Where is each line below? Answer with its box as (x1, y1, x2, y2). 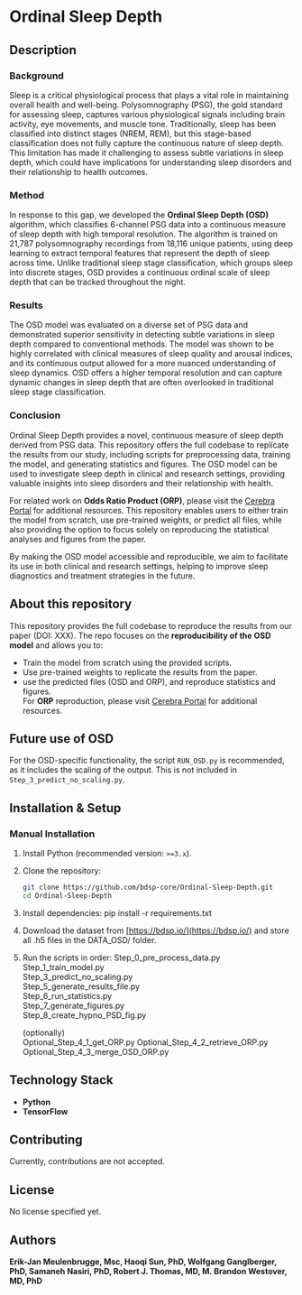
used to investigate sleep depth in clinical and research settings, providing (9, 467, 286, 479)
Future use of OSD (9, 731, 114, 746)
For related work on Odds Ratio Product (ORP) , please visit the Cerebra (9, 495, 276, 506)
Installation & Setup (9, 800, 122, 816)
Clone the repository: (22, 865, 102, 876)
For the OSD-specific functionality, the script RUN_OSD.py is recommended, (9, 755, 285, 766)
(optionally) (22, 1027, 66, 1038)
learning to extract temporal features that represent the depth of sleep (9, 248, 270, 259)
